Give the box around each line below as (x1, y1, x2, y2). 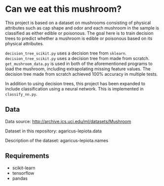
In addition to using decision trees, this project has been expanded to (5, 80, 146, 87)
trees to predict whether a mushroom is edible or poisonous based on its (5, 35, 153, 41)
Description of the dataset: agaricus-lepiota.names (5, 137, 108, 143)
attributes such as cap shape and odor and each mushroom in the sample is (5, 25, 159, 31)
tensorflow (12, 170, 34, 176)
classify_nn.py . (5, 91, 38, 97)
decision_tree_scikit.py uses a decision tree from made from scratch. (5, 55, 150, 61)
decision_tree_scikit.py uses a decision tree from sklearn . (5, 50, 127, 56)
